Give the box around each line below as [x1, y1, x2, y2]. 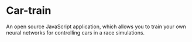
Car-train [6, 4, 52, 17]
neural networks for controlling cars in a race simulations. [6, 29, 145, 36]
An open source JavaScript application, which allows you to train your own [6, 23, 186, 30]
